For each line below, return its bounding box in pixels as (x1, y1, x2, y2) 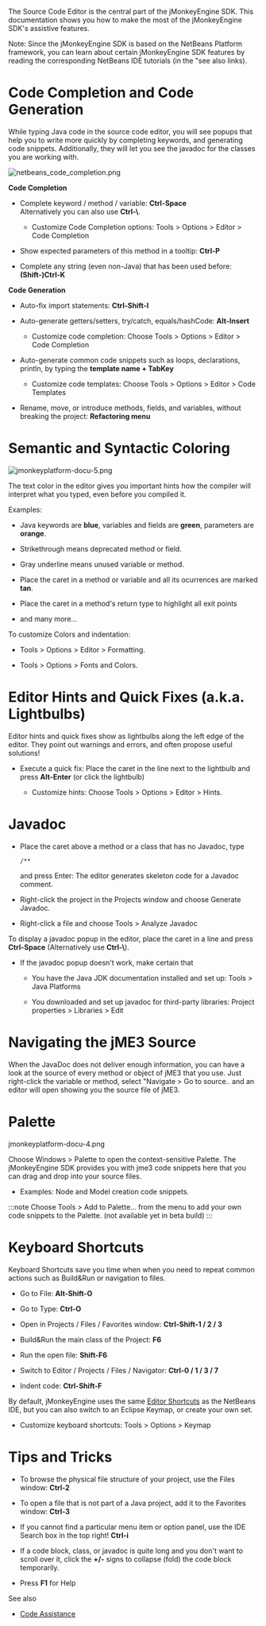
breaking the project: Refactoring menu (19, 411, 151, 420)
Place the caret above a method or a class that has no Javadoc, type (19, 842, 245, 851)
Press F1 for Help (19, 1578, 76, 1588)
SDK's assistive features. (8, 24, 90, 33)
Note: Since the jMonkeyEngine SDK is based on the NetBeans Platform (8, 39, 243, 48)
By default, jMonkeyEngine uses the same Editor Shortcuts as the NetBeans (8, 1396, 256, 1406)
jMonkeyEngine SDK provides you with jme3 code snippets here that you (8, 1163, 246, 1172)
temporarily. (19, 1562, 60, 1572)
